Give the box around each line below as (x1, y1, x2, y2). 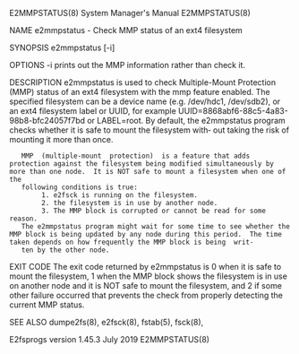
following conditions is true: (21, 183, 139, 192)
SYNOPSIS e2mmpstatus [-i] (9, 42, 115, 53)
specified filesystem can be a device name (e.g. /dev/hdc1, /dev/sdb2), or (9, 96, 281, 107)
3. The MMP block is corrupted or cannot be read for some (41, 206, 267, 215)
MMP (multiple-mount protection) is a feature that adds (21, 151, 251, 160)
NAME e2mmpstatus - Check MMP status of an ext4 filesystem (9, 25, 243, 35)
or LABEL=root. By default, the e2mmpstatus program (86, 116, 286, 125)
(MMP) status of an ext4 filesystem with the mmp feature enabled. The (9, 87, 270, 97)
